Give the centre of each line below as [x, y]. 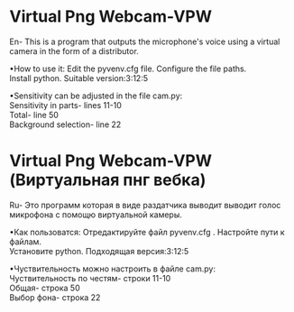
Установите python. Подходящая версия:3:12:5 [99, 251]
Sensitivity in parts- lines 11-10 [65, 105]
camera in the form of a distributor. [74, 50]
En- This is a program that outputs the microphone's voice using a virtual [145, 41]
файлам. [26, 242]
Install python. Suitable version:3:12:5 [79, 78]
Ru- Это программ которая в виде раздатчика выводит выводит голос [145, 205]
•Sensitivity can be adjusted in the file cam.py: [96, 96]
